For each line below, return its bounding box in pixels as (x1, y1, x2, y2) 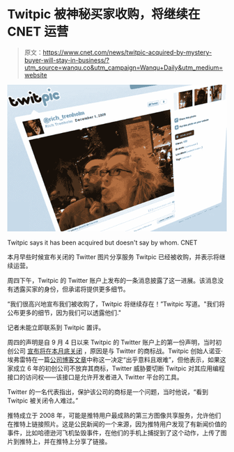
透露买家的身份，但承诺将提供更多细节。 (13, 285, 130, 293)
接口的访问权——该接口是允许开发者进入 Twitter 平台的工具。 (7, 373, 183, 382)
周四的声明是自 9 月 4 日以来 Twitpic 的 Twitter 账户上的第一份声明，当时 (7, 338, 216, 347)
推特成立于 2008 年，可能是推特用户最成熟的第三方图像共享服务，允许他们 (7, 412, 221, 420)
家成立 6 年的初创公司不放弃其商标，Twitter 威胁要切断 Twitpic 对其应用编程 (7, 364, 225, 373)
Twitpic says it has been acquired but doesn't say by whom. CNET (7, 238, 198, 247)
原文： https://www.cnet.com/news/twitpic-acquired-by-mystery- (24, 48, 212, 56)
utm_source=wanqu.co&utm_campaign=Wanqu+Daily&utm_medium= (24, 63, 224, 72)
